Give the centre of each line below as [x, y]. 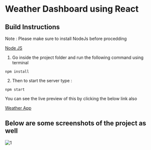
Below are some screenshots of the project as [76, 123]
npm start [15, 90]
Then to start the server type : [42, 81]
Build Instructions [33, 27]
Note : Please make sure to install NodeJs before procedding [66, 38]
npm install [17, 72]
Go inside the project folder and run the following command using [78, 57]
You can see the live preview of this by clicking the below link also [71, 99]
